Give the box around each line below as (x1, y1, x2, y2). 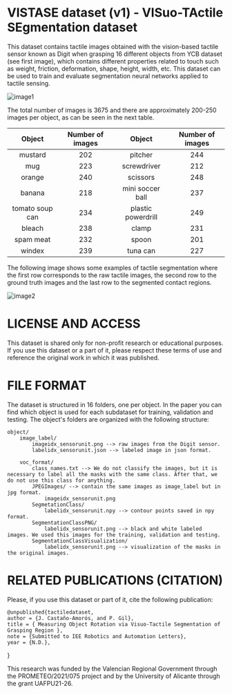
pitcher (130, 150, 153, 160)
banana (20, 188, 45, 198)
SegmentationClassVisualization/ (32, 537, 128, 544)
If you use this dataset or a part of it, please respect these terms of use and (7, 346, 222, 354)
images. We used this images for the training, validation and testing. (7, 531, 221, 538)
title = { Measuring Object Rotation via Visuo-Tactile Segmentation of (7, 621, 221, 628)
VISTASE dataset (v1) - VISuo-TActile (7, 5, 223, 21)
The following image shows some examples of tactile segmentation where (7, 263, 218, 272)
